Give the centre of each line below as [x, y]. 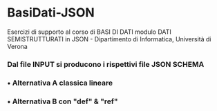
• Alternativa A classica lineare [60, 83]
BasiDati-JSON [51, 13]
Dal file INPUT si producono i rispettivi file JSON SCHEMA [106, 64]
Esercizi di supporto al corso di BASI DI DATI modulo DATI [89, 32]
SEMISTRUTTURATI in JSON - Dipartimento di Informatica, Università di [109, 39]
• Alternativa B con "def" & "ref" [63, 101]
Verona [17, 46]
